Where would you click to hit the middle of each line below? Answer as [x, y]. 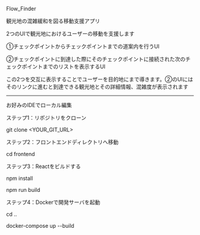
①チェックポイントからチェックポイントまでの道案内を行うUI [83, 46]
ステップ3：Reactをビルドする [44, 166]
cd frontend [21, 154]
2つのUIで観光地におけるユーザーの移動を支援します [71, 33]
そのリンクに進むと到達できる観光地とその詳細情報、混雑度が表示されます [97, 87]
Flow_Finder [21, 9]
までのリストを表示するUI [74, 66]
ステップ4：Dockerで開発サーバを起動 [53, 202]
